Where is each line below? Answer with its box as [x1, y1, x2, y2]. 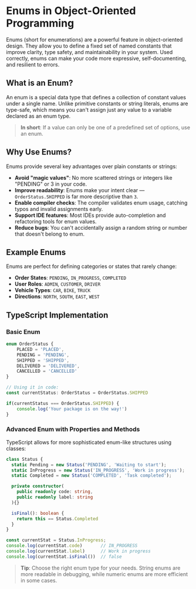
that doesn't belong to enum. [14, 230, 85, 237]
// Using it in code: [6, 384, 59, 390]
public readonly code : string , [16, 489, 93, 495]
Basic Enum [6, 327, 40, 336]
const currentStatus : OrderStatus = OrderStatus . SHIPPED [6, 390, 148, 396]
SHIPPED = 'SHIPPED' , [16, 357, 69, 363]
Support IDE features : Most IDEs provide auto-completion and [14, 212, 166, 219]
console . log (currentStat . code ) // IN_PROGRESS [6, 543, 138, 549]
